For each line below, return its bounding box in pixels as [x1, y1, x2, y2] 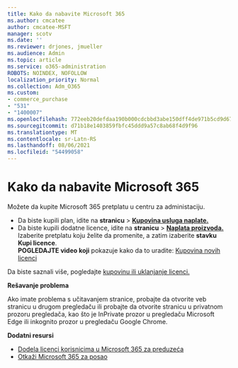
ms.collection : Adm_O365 [7, 83, 81, 90]
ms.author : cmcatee [7, 17, 65, 24]
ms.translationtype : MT [7, 129, 78, 136]
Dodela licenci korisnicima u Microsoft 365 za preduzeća [17, 345, 184, 353]
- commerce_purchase [7, 96, 69, 103]
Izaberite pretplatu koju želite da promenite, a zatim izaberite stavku [17, 231, 217, 239]
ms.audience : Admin [7, 50, 65, 57]
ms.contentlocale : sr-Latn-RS [7, 135, 97, 142]
